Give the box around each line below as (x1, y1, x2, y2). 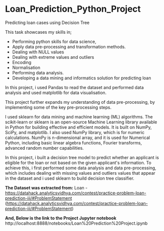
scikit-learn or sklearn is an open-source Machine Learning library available (5, 119, 158, 125)
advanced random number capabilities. (5, 145, 84, 151)
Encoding (12, 59, 32, 65)
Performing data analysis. (12, 69, 64, 75)
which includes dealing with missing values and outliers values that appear (5, 170, 156, 176)
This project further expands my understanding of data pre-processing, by (5, 99, 155, 105)
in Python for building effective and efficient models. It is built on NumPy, (5, 124, 152, 130)
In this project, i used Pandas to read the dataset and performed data (5, 84, 144, 90)
